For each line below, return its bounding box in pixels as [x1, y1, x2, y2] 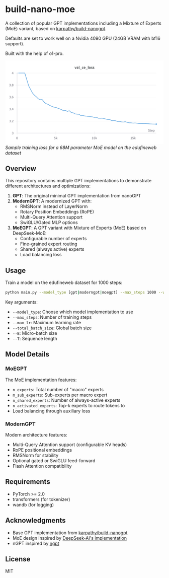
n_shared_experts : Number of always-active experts [12, 397, 121, 403]
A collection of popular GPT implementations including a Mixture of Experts [5, 20, 162, 26]
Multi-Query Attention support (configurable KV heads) [12, 442, 127, 448]
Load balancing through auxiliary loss [12, 408, 91, 414]
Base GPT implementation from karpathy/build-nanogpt [12, 530, 128, 536]
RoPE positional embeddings [12, 447, 72, 453]
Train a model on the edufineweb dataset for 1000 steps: [5, 279, 123, 285]
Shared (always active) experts [20, 246, 84, 252]
